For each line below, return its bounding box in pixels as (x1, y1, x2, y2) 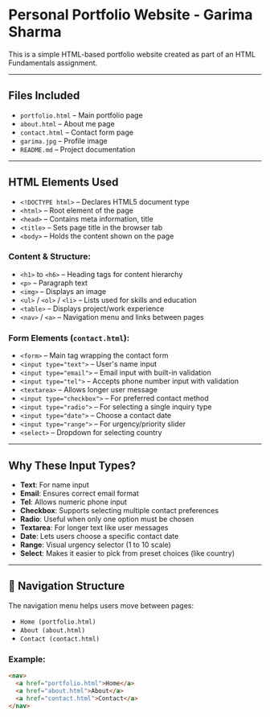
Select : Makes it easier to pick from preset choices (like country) (19, 548, 235, 557)
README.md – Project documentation (19, 144, 136, 154)
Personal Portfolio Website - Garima (8, 6, 253, 24)
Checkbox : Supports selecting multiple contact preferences (19, 505, 219, 515)
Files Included (8, 89, 80, 102)
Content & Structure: (8, 251, 91, 263)
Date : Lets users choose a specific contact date (19, 531, 179, 541)
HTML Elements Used (8, 176, 119, 189)
